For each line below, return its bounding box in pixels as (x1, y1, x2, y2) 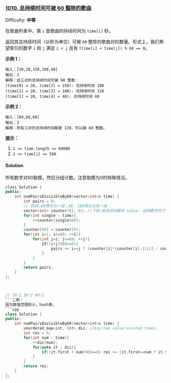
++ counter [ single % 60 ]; (32, 217, 81, 223)
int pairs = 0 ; (23, 199, 56, 204)
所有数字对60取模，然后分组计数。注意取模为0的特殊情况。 (5, 174, 130, 180)
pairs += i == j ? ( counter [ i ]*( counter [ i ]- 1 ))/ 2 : (50, 246, 158, 251)
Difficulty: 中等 (5, 17, 36, 23)
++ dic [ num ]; (32, 340, 58, 345)
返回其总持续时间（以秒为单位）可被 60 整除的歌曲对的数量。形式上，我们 (5, 39, 160, 45)
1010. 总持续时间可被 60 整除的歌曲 (5, 4, 92, 11)
